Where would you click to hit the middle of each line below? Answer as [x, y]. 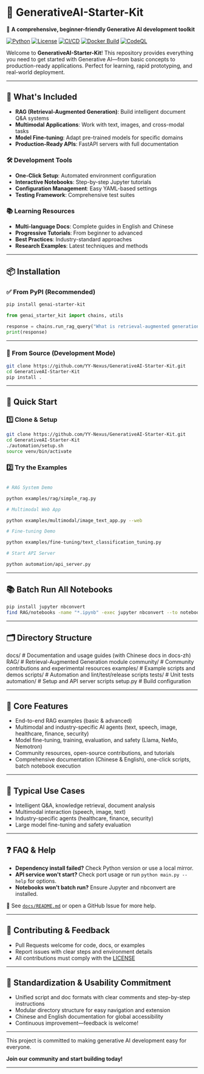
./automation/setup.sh [35, 446]
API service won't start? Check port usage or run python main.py [97, 874]
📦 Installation [33, 271]
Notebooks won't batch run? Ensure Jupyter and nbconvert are [95, 887]
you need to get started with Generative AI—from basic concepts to [91, 59]
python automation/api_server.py [49, 565]
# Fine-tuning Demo [31, 531]
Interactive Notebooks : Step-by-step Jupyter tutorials [83, 182]
